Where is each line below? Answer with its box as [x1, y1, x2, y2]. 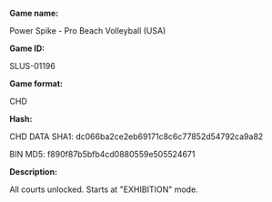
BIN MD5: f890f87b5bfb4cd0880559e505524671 [9, 149, 196, 159]
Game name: [9, 8, 59, 18]
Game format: [9, 78, 64, 89]
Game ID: [9, 43, 45, 54]
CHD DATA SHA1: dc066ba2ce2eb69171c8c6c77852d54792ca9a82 [9, 131, 264, 142]
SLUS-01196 [9, 61, 56, 71]
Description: [9, 167, 57, 177]
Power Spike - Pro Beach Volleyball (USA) [9, 25, 166, 35]
